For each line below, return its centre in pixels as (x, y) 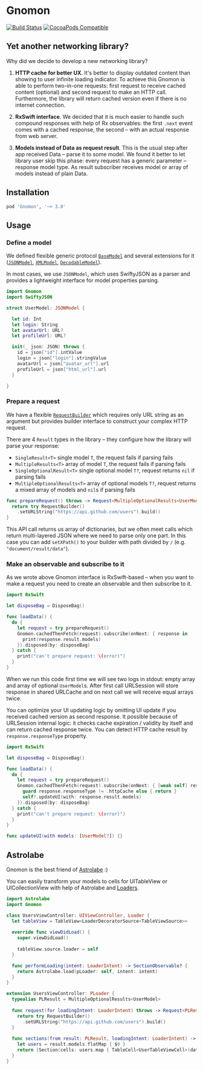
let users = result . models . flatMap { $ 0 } (71, 1045)
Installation (28, 192)
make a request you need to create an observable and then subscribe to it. (99, 584)
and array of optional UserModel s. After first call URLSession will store (92, 685)
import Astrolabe (28, 899)
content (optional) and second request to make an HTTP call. (91, 92)
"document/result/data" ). (38, 548)
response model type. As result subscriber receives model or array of (101, 167)
